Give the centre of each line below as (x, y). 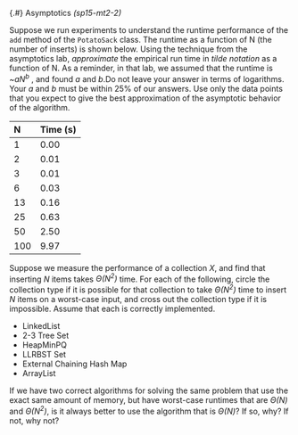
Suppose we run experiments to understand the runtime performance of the (149, 30)
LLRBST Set (44, 354)
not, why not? (34, 420)
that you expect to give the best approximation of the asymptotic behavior (145, 98)
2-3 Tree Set (46, 335)
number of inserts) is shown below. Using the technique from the (128, 49)
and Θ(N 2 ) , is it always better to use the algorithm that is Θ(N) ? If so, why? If (149, 410)
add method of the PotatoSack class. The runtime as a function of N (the (141, 40)
